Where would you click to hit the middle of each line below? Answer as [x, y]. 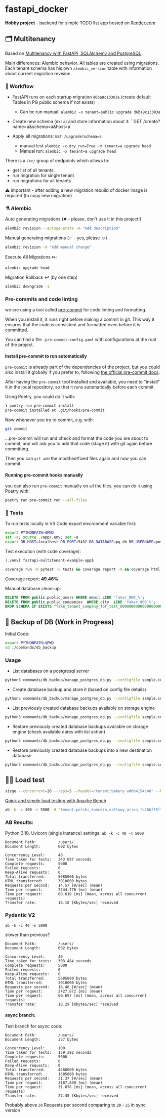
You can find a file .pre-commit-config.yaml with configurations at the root [81, 340]
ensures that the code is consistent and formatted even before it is [73, 325]
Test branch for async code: [34, 1026]
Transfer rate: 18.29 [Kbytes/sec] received [62, 1004]
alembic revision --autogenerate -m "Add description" [63, 228]
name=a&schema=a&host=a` [42, 127]
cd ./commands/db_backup [31, 648]
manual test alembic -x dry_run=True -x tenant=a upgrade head [85, 146]
